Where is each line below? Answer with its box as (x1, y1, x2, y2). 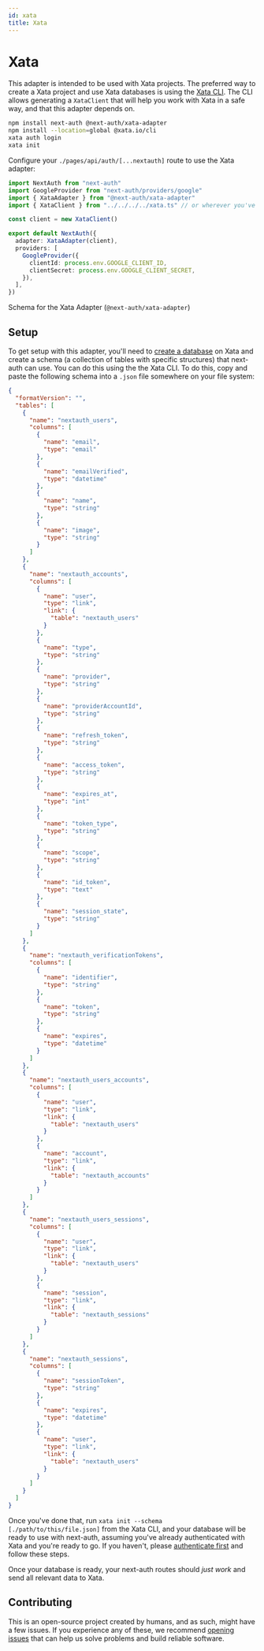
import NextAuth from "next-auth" (8, 179, 122, 187)
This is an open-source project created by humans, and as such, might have (8, 1616, 256, 1626)
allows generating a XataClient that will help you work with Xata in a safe (8, 95, 246, 105)
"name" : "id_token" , (43, 878, 111, 886)
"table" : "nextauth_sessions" (50, 1311, 150, 1319)
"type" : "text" (43, 885, 93, 894)
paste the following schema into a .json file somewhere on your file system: (8, 372, 255, 381)
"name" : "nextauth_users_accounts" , (28, 1076, 150, 1085)
